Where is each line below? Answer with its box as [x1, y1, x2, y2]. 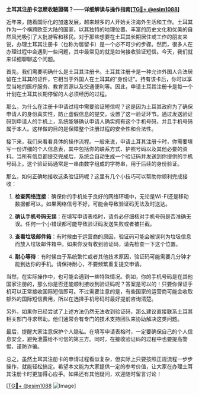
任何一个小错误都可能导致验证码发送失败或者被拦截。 [25, 220, 155, 227]
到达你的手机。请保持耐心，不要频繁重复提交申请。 [20, 261, 145, 267]
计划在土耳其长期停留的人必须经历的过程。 [6, 90, 110, 97]
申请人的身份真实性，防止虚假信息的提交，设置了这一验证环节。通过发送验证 [6, 110, 193, 118]
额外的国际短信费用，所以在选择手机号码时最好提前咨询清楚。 [6, 295, 157, 302]
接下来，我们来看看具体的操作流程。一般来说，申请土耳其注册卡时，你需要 [6, 138, 188, 145]
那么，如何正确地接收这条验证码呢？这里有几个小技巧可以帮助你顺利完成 [6, 173, 182, 180]
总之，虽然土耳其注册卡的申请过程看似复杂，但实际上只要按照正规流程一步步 [6, 356, 193, 362]
